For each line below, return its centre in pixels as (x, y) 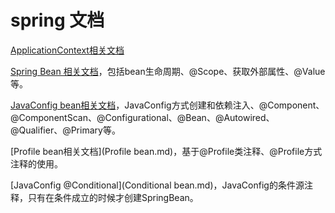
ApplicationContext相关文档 (67, 50)
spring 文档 (57, 20)
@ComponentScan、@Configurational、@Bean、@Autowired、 (142, 117)
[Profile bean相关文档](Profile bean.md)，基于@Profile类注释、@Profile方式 (166, 151)
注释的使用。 (36, 163)
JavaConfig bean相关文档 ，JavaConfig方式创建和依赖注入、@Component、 (167, 105)
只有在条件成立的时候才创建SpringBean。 (113, 197)
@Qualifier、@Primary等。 (65, 130)
